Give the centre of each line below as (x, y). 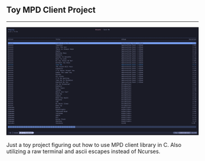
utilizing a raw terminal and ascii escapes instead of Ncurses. (83, 151)
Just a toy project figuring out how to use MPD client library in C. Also (94, 145)
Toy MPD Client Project (51, 10)
